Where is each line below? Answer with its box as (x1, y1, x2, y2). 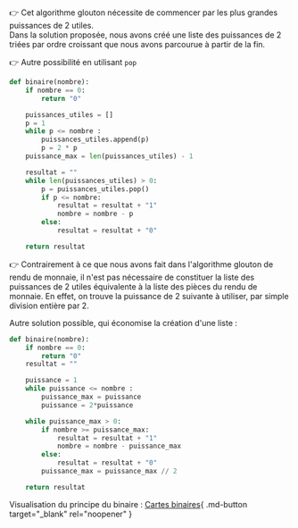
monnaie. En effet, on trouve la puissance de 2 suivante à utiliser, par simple (9, 290, 289, 301)
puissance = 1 (25, 376, 78, 385)
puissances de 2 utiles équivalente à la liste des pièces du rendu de (9, 281, 258, 292)
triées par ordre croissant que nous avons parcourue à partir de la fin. (9, 39, 266, 49)
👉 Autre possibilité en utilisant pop (9, 57, 137, 67)
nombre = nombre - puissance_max (56, 441, 181, 451)
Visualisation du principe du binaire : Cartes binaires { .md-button (9, 499, 248, 509)
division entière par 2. (9, 300, 89, 311)
